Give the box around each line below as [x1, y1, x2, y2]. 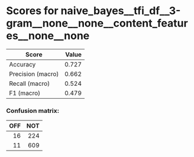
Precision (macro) [9, 69, 59, 78]
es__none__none [6, 29, 90, 42]
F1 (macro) [9, 89, 41, 97]
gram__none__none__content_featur [6, 16, 188, 30]
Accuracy [9, 60, 36, 68]
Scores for [6, 4, 59, 18]
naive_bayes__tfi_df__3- [60, 4, 181, 18]
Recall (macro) [9, 79, 50, 88]
